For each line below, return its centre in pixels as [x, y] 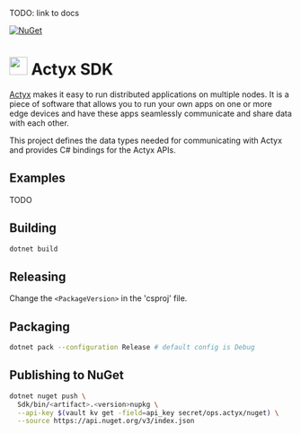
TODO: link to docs [44, 13]
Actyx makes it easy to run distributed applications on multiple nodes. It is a [149, 94]
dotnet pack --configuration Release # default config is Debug [132, 348]
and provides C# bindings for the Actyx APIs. [93, 150]
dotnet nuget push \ [48, 396]
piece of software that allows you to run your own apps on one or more [141, 103]
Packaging [40, 327]
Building [33, 228]
